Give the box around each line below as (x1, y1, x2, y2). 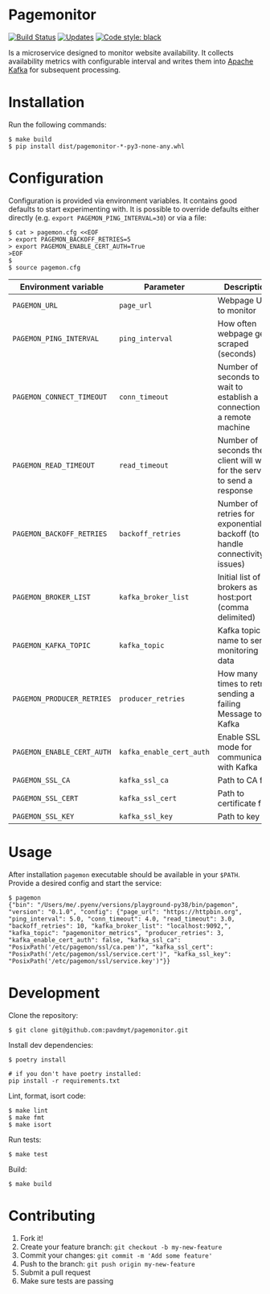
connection (217, 401, 260, 412)
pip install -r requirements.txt (8, 1077, 121, 1085)
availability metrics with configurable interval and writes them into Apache (8, 56, 254, 66)
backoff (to (217, 528, 260, 539)
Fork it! (19, 1233, 44, 1242)
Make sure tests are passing (19, 1275, 114, 1285)
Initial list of (217, 571, 261, 583)
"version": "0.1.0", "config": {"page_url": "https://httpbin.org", (8, 908, 243, 916)
